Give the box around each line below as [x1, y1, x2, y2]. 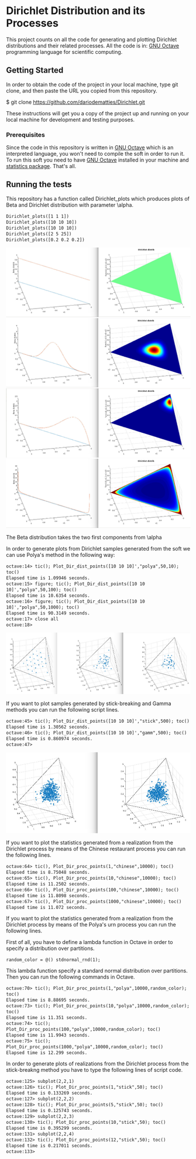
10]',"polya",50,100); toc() [6, 587, 77, 593]
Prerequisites [6, 131, 45, 139]
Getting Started [6, 66, 64, 76]
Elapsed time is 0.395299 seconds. [6, 1126, 93, 1131]
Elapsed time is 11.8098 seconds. [6, 893, 91, 899]
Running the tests [6, 180, 72, 190]
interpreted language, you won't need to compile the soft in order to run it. [6, 151, 185, 158]
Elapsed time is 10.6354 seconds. [6, 593, 91, 599]
